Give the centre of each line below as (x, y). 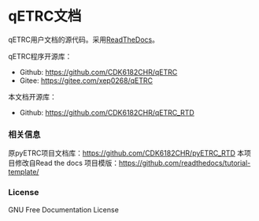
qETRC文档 (45, 16)
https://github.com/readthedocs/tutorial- (185, 163)
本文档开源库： (32, 96)
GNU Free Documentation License (64, 209)
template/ (24, 172)
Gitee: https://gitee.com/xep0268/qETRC (86, 81)
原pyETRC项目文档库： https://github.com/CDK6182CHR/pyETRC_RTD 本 (126, 153)
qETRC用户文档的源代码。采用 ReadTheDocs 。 (84, 39)
